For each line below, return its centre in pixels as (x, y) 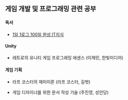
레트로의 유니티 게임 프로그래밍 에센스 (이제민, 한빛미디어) (68, 57)
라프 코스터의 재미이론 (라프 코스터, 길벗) (51, 82)
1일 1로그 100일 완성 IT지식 (38, 34)
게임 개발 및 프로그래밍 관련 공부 (51, 9)
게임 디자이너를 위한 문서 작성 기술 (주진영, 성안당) (61, 92)
